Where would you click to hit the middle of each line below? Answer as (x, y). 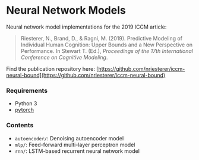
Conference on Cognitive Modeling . (64, 57)
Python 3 (26, 103)
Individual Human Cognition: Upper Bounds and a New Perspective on (107, 45)
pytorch (24, 110)
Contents (20, 126)
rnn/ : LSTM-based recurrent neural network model (77, 151)
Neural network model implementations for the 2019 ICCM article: (86, 27)
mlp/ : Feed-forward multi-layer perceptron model (75, 145)
